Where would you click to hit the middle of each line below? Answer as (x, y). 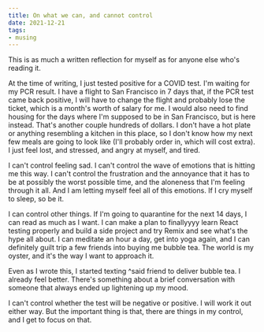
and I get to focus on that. (50, 320)
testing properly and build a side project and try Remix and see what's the (128, 231)
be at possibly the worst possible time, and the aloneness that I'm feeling (127, 183)
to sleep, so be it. (36, 199)
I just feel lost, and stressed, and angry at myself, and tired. (104, 150)
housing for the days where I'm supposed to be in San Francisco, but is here (132, 117)
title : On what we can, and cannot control (81, 15)
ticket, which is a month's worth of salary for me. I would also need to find (128, 109)
